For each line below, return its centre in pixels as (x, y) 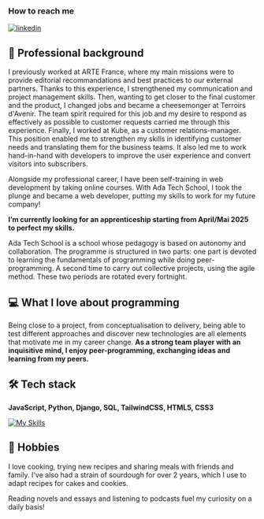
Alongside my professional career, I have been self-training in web (116, 180)
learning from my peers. (48, 358)
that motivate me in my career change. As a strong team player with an (125, 342)
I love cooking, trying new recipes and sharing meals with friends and (121, 466)
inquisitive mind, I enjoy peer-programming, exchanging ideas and (119, 350)
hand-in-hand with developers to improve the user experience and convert (129, 156)
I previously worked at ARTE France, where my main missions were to (121, 72)
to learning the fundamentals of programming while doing (102, 260)
